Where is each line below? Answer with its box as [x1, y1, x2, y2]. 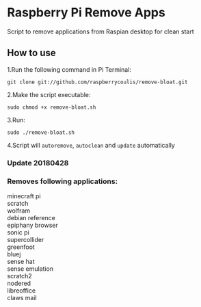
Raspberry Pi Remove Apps [7, 5, 165, 21]
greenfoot [7, 243, 36, 251]
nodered [7, 279, 31, 287]
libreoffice [7, 286, 36, 295]
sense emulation [7, 265, 53, 273]
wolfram [7, 206, 31, 215]
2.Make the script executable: [7, 90, 91, 98]
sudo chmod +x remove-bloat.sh [7, 104, 96, 111]
